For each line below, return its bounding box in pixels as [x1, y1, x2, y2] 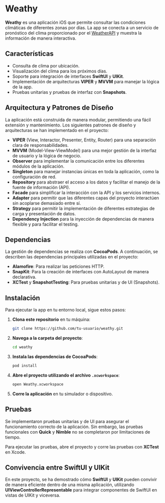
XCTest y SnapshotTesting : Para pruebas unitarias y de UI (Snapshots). [12, 279, 160, 285]
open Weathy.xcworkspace [12, 381, 64, 387]
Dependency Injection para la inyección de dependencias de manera [12, 216, 154, 222]
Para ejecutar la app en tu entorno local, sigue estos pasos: [5, 307, 126, 313]
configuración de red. [12, 174, 57, 180]
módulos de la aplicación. [12, 163, 65, 169]
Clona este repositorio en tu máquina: [12, 316, 90, 322]
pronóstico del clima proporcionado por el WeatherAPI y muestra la [5, 30, 142, 36]
